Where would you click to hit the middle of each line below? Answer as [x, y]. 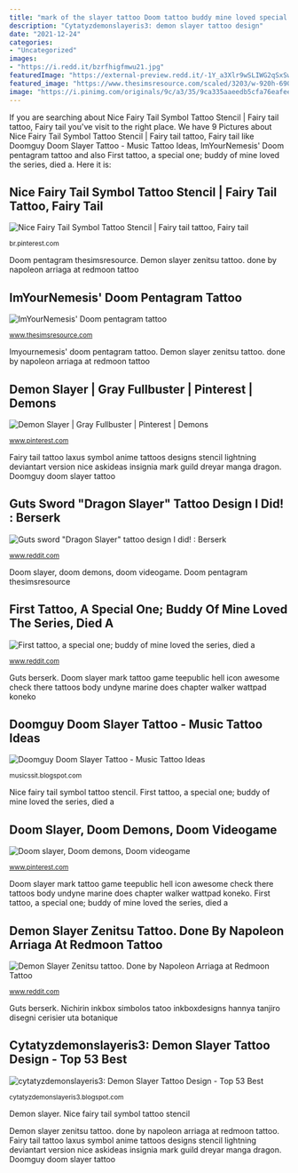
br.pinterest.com [34, 244]
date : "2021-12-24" [45, 34]
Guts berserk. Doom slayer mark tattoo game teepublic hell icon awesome [145, 677]
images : [24, 59]
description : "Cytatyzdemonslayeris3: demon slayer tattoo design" [137, 26]
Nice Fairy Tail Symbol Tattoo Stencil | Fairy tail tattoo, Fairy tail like [132, 136]
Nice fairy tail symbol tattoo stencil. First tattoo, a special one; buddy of [140, 793]
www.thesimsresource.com [51, 335]
